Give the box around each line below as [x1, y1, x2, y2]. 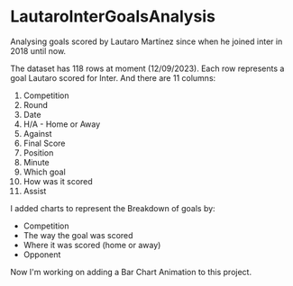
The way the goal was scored [23, 229, 133, 240]
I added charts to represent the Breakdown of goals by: [10, 202, 215, 213]
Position [23, 147, 54, 158]
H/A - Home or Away [23, 119, 101, 130]
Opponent [23, 249, 61, 260]
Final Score [23, 138, 66, 148]
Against [23, 128, 52, 139]
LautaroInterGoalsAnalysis [10, 6, 215, 27]
